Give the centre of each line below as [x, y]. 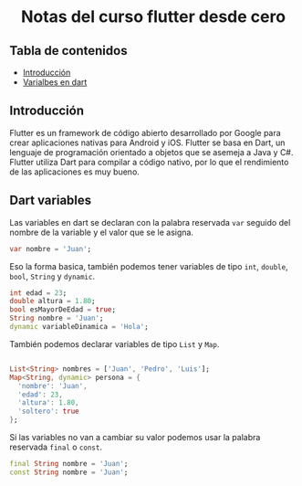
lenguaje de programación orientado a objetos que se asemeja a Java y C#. [151, 152]
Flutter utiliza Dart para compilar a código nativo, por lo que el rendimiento [149, 162]
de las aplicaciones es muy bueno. [74, 172]
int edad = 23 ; [38, 293]
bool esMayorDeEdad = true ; [63, 310]
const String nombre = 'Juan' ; [69, 472]
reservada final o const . [56, 447]
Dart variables [51, 201]
